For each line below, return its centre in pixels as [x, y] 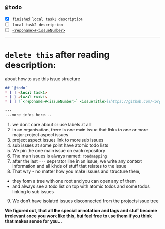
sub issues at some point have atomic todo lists [60, 145]
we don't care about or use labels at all [51, 125]
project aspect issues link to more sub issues [58, 140]
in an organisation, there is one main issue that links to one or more [80, 130]
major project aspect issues [40, 135]
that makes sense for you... [34, 221]
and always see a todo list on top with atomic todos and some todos [81, 186]
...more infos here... [28, 115]
